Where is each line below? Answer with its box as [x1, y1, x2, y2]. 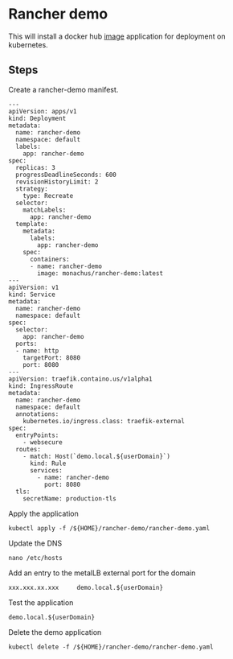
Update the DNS [8, 538, 63, 548]
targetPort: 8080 [22, 353, 81, 362]
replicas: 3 [15, 163, 56, 171]
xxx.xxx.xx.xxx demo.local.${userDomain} [8, 583, 163, 591]
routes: [15, 445, 42, 453]
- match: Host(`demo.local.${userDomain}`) [22, 452, 171, 460]
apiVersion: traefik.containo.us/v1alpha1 [8, 375, 153, 383]
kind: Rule [29, 459, 67, 467]
